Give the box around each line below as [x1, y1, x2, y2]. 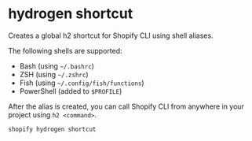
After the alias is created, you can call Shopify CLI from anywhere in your [8, 102, 245, 111]
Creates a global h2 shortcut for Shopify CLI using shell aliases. [8, 31, 214, 40]
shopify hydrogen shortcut [8, 125, 97, 133]
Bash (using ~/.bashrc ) [19, 61, 94, 71]
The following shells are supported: [8, 46, 122, 55]
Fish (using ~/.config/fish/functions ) [19, 78, 144, 87]
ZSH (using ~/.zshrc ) [19, 69, 89, 79]
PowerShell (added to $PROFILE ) [19, 86, 122, 95]
